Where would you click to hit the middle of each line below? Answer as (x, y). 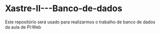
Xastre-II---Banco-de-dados (64, 8)
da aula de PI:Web (23, 27)
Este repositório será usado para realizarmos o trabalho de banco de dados (80, 22)
